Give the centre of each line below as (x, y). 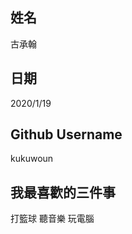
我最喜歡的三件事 (63, 192)
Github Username (66, 134)
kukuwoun (32, 159)
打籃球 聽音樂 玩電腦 (52, 219)
